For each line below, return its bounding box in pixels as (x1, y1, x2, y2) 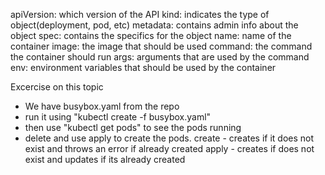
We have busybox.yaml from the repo (24, 100, 180, 112)
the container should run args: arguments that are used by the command (10, 51, 310, 63)
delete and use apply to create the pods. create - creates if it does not (24, 132, 315, 144)
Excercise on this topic (10, 81, 104, 93)
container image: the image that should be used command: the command (10, 40, 313, 52)
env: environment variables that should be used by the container (10, 62, 277, 73)
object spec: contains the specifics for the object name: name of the (10, 30, 292, 41)
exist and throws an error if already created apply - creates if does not (24, 143, 315, 154)
